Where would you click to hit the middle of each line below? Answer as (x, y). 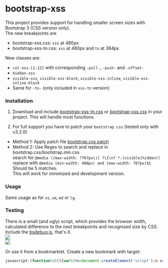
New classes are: (23, 57)
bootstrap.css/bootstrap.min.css (46, 152)
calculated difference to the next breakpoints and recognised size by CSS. (82, 226)
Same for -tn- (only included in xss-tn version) (61, 87)
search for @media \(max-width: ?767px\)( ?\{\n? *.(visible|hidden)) (86, 157)
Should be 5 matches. (35, 168)
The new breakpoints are (31, 33)
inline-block (26, 83)
